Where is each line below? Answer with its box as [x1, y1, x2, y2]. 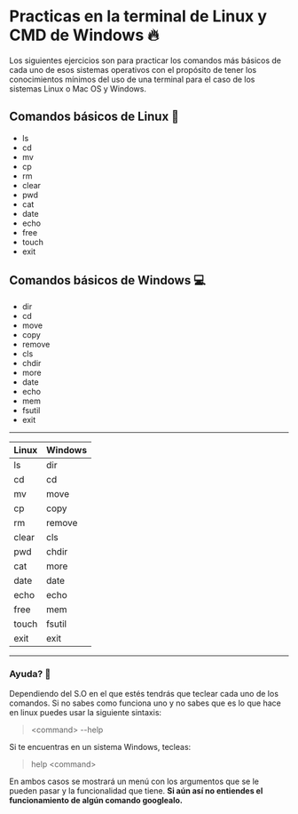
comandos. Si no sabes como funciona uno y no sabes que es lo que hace [9, 698, 281, 708]
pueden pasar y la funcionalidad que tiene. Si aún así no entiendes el [9, 785, 263, 796]
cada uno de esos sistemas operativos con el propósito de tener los [9, 64, 257, 75]
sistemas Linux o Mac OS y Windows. [9, 83, 146, 94]
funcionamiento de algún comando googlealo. [9, 794, 184, 805]
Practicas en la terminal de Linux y [9, 6, 268, 27]
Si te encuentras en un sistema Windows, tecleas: [9, 741, 192, 752]
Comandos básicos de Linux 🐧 [9, 109, 180, 124]
